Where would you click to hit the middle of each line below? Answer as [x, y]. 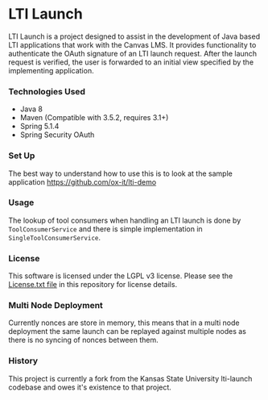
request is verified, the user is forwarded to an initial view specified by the [131, 62]
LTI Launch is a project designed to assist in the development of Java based [134, 36]
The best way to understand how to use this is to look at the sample [121, 173]
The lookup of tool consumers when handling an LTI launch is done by [125, 220]
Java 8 [31, 109]
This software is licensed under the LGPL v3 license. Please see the [121, 276]
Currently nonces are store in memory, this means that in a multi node [124, 323]
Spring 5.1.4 [39, 127]
